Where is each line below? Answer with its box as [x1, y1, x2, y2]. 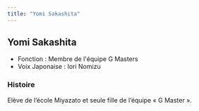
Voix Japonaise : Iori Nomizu [17, 63, 101, 71]
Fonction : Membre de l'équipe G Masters [17, 55, 139, 63]
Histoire [7, 80, 35, 90]
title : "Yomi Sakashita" [7, 10, 80, 18]
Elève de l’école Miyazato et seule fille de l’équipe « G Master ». [7, 96, 193, 104]
